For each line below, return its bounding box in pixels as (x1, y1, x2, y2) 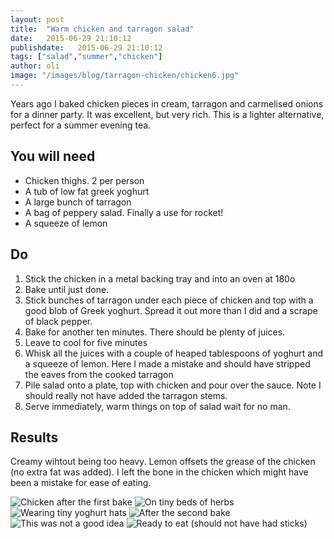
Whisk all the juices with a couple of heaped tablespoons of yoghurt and (24, 347, 324, 359)
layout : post (10, 14, 65, 25)
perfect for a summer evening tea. (10, 119, 152, 131)
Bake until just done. (24, 283, 110, 295)
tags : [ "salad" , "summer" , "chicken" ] (10, 52, 163, 62)
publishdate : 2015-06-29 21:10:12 (10, 42, 163, 53)
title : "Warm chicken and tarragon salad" (10, 24, 195, 34)
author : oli (10, 61, 60, 71)
